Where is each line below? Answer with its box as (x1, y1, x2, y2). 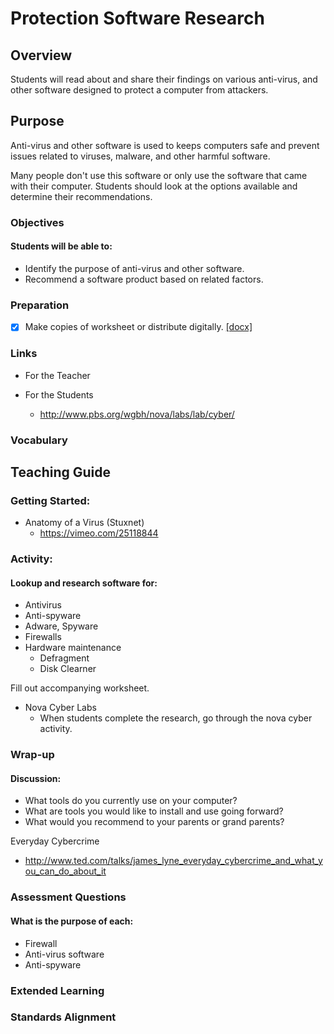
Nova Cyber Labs (24, 702, 97, 714)
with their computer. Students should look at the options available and (10, 180, 298, 192)
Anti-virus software (24, 948, 105, 960)
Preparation (10, 298, 70, 312)
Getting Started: (10, 493, 91, 507)
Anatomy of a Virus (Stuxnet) (24, 517, 145, 529)
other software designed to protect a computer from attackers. (10, 84, 269, 96)
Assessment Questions (10, 890, 127, 904)
